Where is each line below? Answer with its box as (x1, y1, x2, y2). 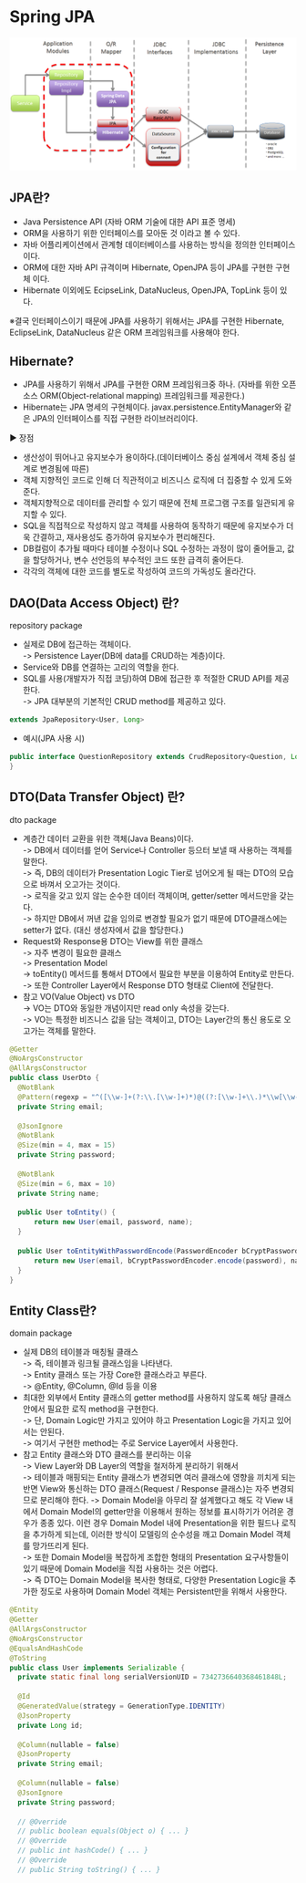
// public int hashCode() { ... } (17, 1846, 148, 1856)
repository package (9, 620, 83, 631)
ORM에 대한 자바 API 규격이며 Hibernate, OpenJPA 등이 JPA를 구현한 (22, 262, 273, 273)
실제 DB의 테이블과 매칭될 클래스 (22, 1347, 139, 1358)
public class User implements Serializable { (9, 1663, 185, 1672)
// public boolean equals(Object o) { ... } (17, 1826, 189, 1836)
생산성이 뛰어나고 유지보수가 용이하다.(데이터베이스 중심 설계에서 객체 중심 (22, 452, 287, 463)
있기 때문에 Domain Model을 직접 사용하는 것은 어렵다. (22, 1563, 219, 1575)
